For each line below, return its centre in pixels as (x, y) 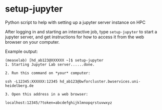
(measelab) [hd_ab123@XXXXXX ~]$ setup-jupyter (54, 60)
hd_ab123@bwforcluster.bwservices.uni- (100, 81)
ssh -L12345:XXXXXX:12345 (31, 81)
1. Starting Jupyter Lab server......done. (50, 64)
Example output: (21, 51)
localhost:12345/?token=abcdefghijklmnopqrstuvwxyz (59, 103)
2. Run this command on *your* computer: (48, 73)
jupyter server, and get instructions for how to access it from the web (75, 37)
